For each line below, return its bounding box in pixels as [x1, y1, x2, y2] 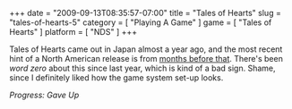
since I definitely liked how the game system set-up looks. [9, 72, 224, 83]
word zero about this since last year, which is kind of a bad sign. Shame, [9, 63, 276, 73]
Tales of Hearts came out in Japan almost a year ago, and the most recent [9, 44, 283, 54]
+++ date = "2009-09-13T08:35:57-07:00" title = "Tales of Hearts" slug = [9, 8, 282, 18]
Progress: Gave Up [9, 89, 80, 100]
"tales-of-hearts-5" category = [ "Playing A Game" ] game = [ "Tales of [9, 17, 272, 28]
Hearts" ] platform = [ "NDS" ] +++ [9, 27, 137, 37]
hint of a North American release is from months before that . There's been [9, 54, 284, 63]
